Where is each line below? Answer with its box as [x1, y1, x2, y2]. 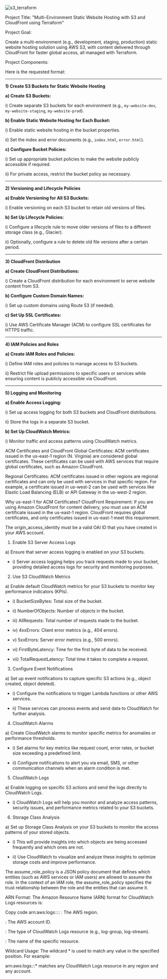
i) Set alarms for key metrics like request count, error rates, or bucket [12, 745, 154, 751]
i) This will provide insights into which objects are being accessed [12, 839, 148, 844]
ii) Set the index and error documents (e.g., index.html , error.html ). [5, 137, 144, 142]
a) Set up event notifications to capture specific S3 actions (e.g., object [5, 676, 151, 681]
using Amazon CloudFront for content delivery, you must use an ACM [5, 504, 147, 510]
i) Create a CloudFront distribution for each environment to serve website [5, 278, 155, 283]
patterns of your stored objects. [5, 830, 71, 835]
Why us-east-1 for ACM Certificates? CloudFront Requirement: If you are [5, 499, 154, 505]
